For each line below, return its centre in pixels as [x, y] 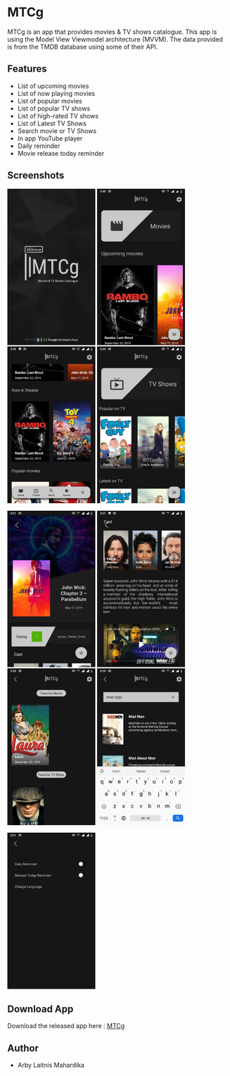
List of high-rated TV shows [58, 116]
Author [23, 1048]
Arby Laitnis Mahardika [51, 1065]
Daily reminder [39, 146]
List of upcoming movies [53, 86]
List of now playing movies [56, 93]
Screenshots [36, 176]
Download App [40, 1009]
